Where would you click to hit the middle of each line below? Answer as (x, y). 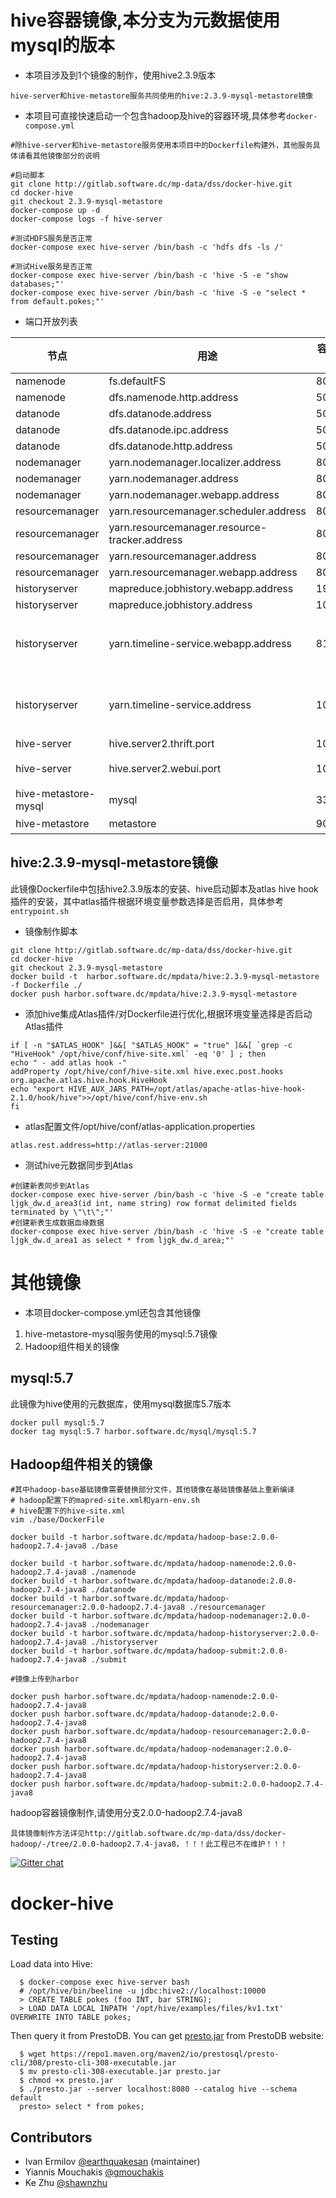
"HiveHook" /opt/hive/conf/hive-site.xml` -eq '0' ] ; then (138, 1054)
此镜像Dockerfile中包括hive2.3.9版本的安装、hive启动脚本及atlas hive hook (164, 888)
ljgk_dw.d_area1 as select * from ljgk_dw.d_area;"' (122, 1240)
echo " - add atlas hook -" (69, 1062)
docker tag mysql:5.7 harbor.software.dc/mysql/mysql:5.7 (133, 1431)
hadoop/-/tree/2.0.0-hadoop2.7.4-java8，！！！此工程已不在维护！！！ (149, 1844)
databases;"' (37, 284)
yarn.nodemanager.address (173, 478)
